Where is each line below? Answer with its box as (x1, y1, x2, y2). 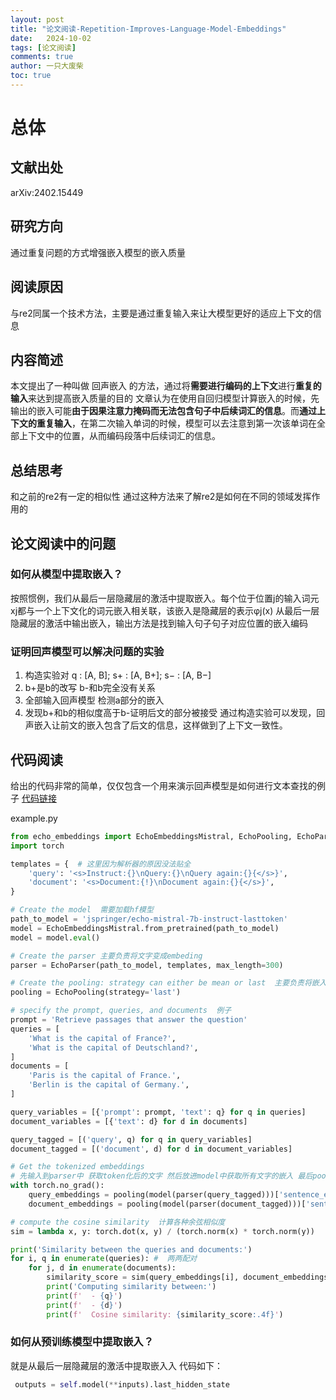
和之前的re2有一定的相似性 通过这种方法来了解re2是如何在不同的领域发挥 (10, 491, 312, 503)
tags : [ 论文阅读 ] (10, 42, 77, 53)
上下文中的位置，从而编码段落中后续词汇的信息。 (18, 430, 221, 442)
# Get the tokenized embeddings (10, 1162, 145, 1172)
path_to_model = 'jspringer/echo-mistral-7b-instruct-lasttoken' (10, 914, 288, 925)
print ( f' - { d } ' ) (46, 1300, 123, 1310)
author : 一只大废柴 (10, 61, 84, 71)
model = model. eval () (10, 932, 101, 943)
